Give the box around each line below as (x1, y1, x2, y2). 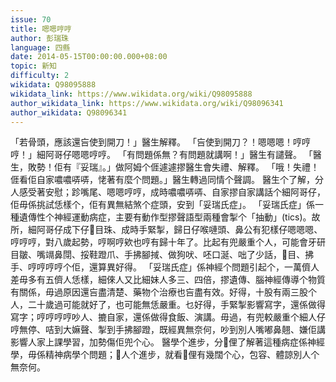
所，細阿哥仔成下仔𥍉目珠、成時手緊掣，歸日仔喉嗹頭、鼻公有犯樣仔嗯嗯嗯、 (10, 224, 323, 236)
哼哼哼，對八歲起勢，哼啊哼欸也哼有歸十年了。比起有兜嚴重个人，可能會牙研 (10, 236, 326, 248)
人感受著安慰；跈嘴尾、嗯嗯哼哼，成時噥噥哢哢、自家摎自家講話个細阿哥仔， (10, 186, 326, 198)
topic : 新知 (10, 61, 57, 71)
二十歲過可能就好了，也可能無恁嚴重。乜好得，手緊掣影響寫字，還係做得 (27, 299, 326, 311)
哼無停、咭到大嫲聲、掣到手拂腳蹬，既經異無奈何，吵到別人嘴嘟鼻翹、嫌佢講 (10, 324, 326, 336)
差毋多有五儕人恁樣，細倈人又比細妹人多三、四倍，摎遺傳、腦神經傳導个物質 (10, 274, 326, 286)
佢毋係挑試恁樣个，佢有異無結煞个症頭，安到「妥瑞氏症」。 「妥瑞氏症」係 (10, 199, 315, 211)
